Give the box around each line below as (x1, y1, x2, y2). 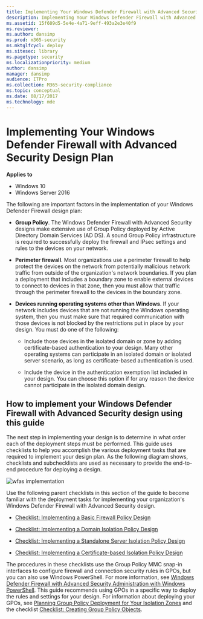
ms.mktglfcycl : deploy (6, 43, 63, 49)
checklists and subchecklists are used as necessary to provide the (6, 459, 172, 467)
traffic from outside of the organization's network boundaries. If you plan (14, 269, 197, 276)
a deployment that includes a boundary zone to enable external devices (14, 275, 194, 283)
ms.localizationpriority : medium (6, 59, 91, 65)
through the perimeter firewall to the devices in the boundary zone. (14, 288, 182, 295)
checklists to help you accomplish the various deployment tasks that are (6, 447, 186, 454)
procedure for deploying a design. (17, 466, 102, 473)
